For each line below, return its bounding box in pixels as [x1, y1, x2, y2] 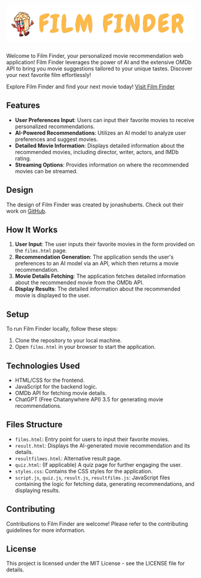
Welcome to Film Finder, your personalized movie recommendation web [6, 52, 184, 59]
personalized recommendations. [14, 123, 95, 130]
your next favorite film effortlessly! [6, 71, 91, 78]
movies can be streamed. [14, 167, 78, 174]
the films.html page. [14, 247, 67, 254]
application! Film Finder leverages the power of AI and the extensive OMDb [6, 58, 192, 66]
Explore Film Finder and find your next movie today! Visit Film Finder [6, 83, 175, 90]
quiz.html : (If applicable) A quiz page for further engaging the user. [14, 461, 182, 468]
